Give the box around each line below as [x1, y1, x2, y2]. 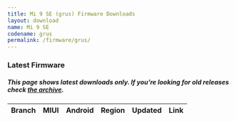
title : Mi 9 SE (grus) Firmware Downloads [7, 10, 135, 18]
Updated [131, 106, 163, 116]
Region [101, 106, 125, 116]
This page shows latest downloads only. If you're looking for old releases [7, 77, 230, 86]
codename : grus [7, 30, 53, 38]
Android [66, 106, 94, 116]
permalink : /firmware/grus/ [7, 37, 91, 44]
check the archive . [7, 85, 64, 94]
